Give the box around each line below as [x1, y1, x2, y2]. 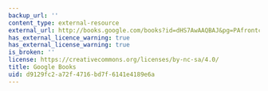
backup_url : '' [8, 11, 59, 20]
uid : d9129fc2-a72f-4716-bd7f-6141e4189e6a [8, 70, 156, 78]
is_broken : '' [8, 48, 56, 56]
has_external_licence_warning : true [8, 33, 130, 42]
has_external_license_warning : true [8, 41, 130, 49]
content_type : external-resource [8, 19, 120, 27]
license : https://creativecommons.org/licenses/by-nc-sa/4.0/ [8, 56, 219, 64]
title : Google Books [8, 63, 77, 71]
